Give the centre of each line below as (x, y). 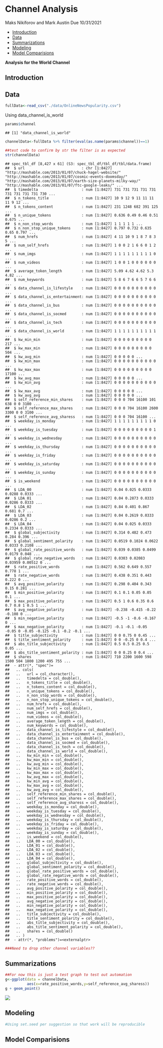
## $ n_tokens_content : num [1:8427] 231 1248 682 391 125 (82, 207)
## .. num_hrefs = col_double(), (43, 704)
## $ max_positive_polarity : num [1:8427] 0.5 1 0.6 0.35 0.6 (79, 601)
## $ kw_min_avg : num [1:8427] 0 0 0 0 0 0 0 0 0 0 (81, 382)
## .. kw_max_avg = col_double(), (44, 785)
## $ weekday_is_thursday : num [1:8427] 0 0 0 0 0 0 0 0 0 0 (81, 447)
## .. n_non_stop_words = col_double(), (51, 695)
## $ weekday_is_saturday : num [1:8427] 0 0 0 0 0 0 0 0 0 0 (81, 464)
